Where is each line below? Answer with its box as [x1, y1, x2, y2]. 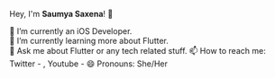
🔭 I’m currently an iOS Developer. [9, 26, 133, 36]
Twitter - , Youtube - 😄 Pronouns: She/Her [9, 58, 169, 69]
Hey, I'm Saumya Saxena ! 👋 [9, 9, 114, 19]
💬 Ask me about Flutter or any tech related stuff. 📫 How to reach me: [9, 46, 266, 56]
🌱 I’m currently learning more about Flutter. [9, 36, 169, 46]
